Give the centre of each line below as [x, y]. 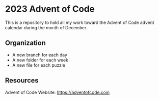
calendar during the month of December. [46, 27]
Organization [25, 43]
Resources [22, 81]
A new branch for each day [40, 55]
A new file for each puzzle [39, 65]
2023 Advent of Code [50, 9]
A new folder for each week [40, 60]
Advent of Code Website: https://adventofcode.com [57, 92]
